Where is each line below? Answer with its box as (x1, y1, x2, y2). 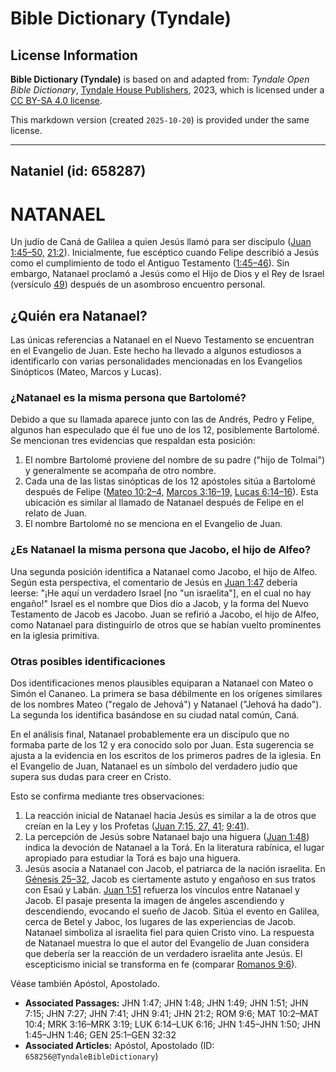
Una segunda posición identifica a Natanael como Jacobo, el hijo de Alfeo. (10, 565, 318, 577)
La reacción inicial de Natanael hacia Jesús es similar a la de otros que (24, 810, 317, 822)
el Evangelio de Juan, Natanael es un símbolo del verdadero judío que (10, 760, 298, 772)
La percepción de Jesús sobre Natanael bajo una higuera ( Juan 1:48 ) (24, 831, 310, 843)
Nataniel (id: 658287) (10, 163, 147, 180)
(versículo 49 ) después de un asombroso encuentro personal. (10, 278, 266, 291)
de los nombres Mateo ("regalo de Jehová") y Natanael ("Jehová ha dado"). (10, 698, 322, 711)
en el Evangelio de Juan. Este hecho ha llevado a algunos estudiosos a (10, 345, 302, 357)
